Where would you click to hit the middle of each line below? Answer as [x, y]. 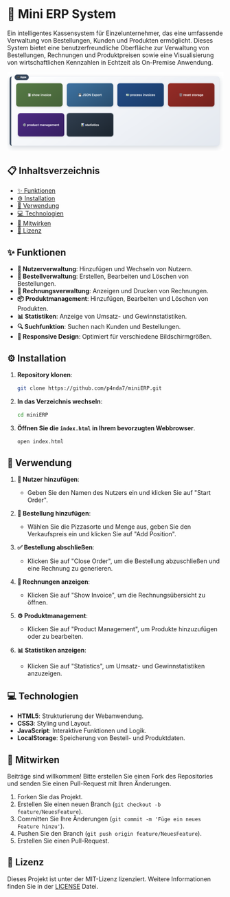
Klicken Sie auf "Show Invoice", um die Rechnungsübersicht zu [116, 595]
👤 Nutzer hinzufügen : [48, 479]
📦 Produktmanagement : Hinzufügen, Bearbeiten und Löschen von [113, 299]
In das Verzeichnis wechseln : [60, 401]
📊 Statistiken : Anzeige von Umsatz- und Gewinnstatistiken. [102, 317]
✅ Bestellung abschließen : [56, 547]
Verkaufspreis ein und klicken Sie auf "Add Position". [102, 534]
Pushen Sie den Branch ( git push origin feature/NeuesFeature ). [110, 834]
